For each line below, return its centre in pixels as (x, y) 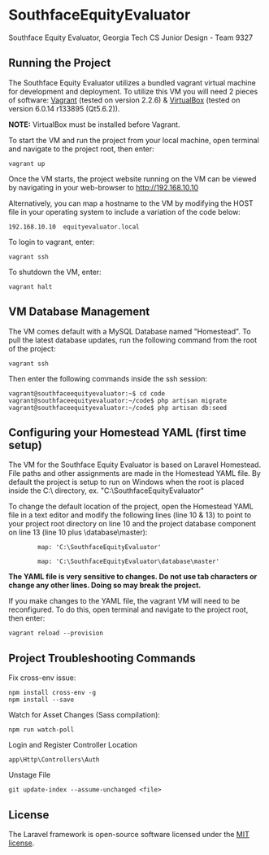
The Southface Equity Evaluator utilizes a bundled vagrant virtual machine (132, 82)
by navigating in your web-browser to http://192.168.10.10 (104, 187)
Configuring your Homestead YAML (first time (128, 432)
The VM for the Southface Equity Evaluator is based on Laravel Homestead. (135, 465)
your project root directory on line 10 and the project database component (132, 524)
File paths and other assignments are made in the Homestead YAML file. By (135, 473)
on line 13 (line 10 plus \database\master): (78, 532)
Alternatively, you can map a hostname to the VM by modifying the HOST (131, 203)
